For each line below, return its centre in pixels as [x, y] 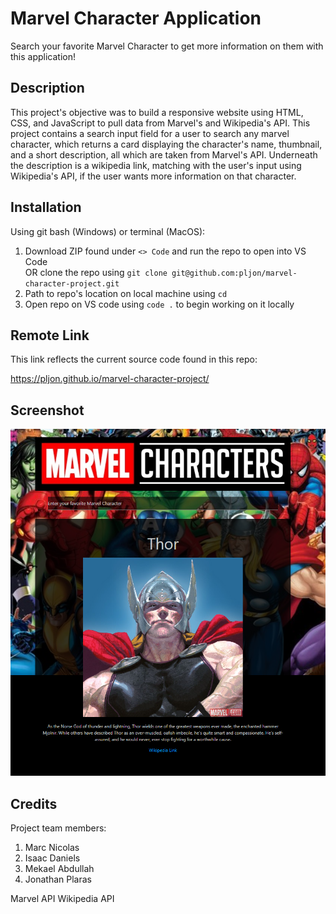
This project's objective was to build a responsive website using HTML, [157, 112]
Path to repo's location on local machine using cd [126, 293]
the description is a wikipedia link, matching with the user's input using [156, 165]
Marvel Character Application [136, 18]
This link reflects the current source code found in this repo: [134, 359]
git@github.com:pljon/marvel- [234, 273]
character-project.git [72, 283]
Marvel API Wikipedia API [62, 899]
